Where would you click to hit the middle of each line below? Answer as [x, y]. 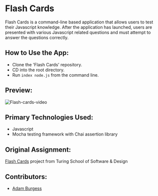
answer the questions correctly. [37, 38]
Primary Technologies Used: [49, 117]
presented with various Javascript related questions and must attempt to [78, 32]
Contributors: [26, 177]
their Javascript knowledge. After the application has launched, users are [79, 27]
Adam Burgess [27, 188]
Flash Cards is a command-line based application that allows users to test [79, 22]
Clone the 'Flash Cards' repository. [47, 64]
